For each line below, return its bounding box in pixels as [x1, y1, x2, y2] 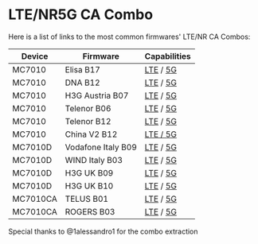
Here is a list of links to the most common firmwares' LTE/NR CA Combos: [8, 32, 251, 41]
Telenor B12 [64, 115, 111, 126]
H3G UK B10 [64, 180, 114, 192]
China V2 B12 [64, 129, 118, 140]
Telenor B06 [64, 103, 111, 114]
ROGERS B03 [64, 206, 115, 217]
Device [21, 50, 49, 61]
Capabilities [144, 50, 191, 61]
